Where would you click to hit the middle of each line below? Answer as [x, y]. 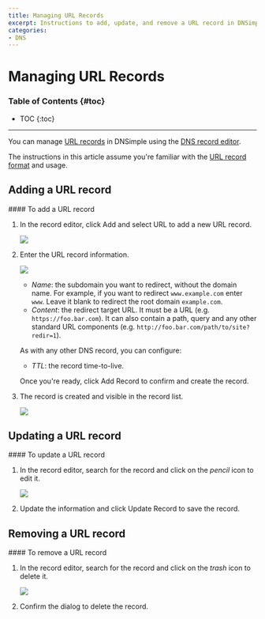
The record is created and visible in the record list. [101, 396]
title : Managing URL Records [56, 15]
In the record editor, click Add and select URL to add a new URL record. [136, 224]
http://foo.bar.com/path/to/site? [193, 327]
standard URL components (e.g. [83, 326]
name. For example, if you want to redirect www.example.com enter [137, 293]
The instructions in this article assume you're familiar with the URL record [127, 157]
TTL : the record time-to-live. [78, 365]
